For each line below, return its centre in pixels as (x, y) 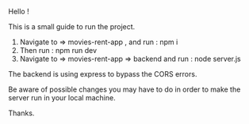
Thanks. (21, 113)
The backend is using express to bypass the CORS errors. (103, 74)
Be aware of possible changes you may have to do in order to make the (125, 89)
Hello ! (19, 11)
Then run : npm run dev (58, 50)
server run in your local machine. (62, 98)
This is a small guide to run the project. (72, 26)
